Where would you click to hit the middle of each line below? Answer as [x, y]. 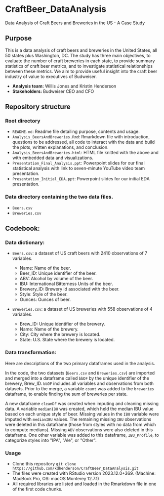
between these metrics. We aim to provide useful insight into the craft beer [81, 71]
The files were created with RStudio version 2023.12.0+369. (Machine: [84, 473]
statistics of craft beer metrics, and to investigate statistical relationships [79, 66]
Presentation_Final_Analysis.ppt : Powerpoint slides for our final [78, 163]
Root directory [23, 121]
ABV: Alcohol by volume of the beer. [56, 279]
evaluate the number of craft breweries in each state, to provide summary [80, 61]
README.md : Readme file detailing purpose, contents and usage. [76, 131]
